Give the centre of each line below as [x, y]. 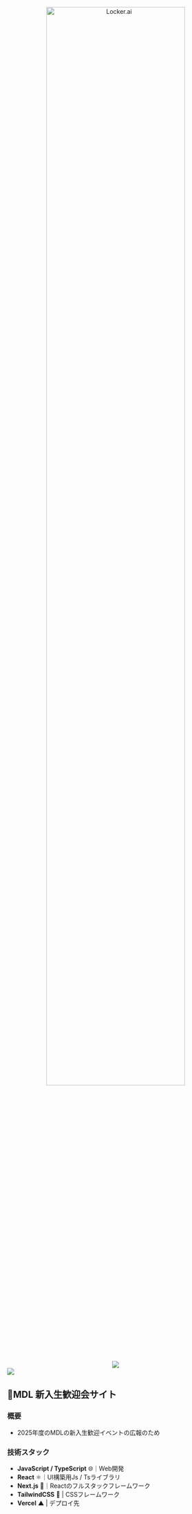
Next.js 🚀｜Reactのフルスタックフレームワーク [84, 1486]
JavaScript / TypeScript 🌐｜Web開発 [71, 1468]
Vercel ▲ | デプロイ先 [49, 1503]
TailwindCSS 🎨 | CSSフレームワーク [68, 1494]
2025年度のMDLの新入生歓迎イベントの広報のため [88, 1432]
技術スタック [29, 1452]
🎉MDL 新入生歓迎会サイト [62, 1395]
